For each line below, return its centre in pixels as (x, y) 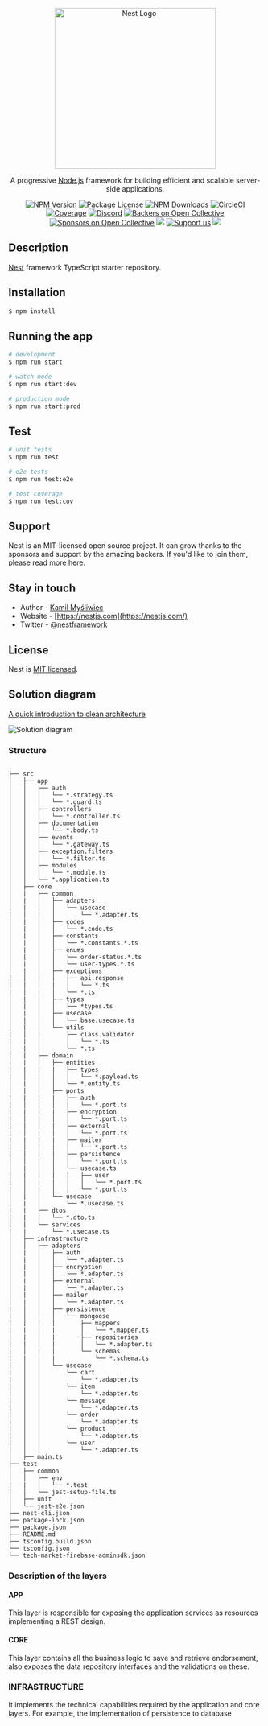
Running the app (50, 336)
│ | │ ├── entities (52, 1063)
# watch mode (30, 377)
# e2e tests (28, 472)
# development (32, 355)
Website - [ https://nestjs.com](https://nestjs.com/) (103, 616)
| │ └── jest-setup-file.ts (62, 1493)
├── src (21, 774)
